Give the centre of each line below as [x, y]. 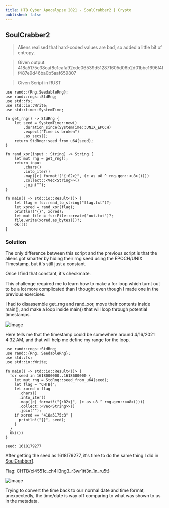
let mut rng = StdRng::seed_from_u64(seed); [62, 380]
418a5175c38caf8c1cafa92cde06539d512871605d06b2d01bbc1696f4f [91, 68]
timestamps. [18, 314]
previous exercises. [25, 294]
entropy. [26, 53]
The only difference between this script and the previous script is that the [81, 253]
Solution [16, 242]
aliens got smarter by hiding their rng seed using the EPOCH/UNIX [74, 258]
